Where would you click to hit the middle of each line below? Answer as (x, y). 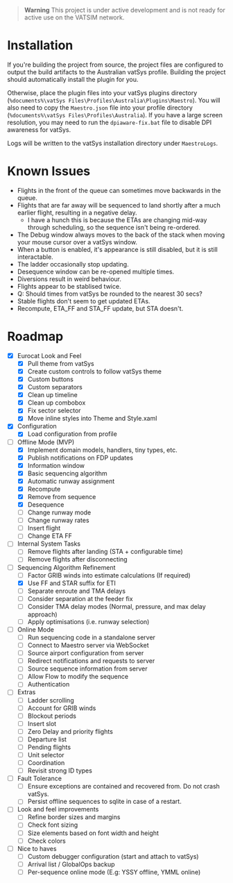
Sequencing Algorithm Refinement (66, 567)
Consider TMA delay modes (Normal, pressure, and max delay (116, 606)
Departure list (47, 739)
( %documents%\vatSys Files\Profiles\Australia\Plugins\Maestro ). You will (114, 100)
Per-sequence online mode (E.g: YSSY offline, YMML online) (114, 872)
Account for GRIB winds (62, 708)
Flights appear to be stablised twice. (69, 286)
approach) (42, 614)
